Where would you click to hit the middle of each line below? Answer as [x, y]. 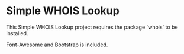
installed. [17, 33]
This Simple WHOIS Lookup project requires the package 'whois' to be [92, 27]
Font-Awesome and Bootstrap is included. [57, 45]
